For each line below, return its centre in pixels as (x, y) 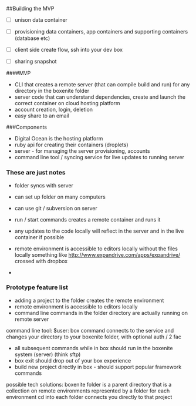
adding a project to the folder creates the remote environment (89, 300)
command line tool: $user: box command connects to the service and (90, 330)
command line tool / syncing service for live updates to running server (99, 157)
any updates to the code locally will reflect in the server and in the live (99, 231)
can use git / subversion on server (56, 208)
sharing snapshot (36, 62)
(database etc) (32, 38)
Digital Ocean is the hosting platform (59, 139)
